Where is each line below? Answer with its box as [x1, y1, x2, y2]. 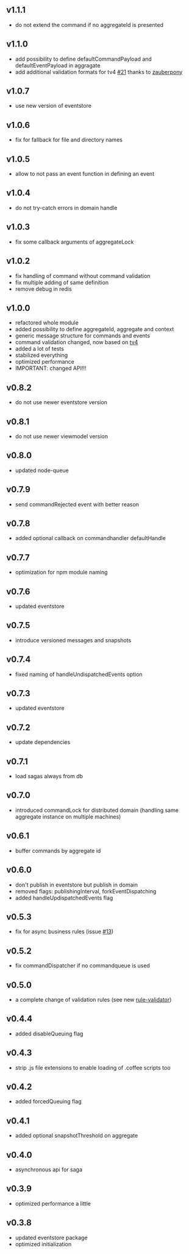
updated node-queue [15, 467, 69, 474]
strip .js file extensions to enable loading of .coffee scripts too [15, 1064, 171, 1071]
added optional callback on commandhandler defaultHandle [15, 535, 166, 542]
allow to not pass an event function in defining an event [15, 170, 154, 178]
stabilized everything [15, 351, 68, 359]
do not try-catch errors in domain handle [15, 204, 118, 211]
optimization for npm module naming [15, 569, 108, 576]
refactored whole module [15, 319, 79, 326]
